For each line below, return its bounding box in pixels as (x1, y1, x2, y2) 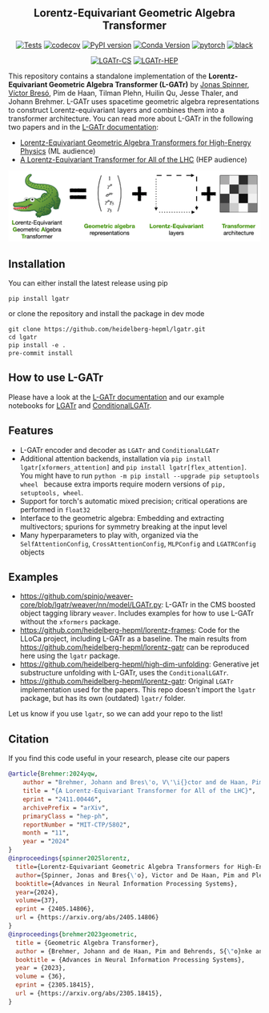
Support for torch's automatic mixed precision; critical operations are (19, 496, 248, 506)
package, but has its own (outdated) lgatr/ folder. (19, 694, 186, 703)
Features (8, 424, 54, 438)
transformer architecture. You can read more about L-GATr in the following (8, 114, 254, 123)
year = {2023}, (15, 964, 66, 972)
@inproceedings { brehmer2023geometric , (8, 930, 138, 939)
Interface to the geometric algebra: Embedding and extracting (19, 513, 224, 523)
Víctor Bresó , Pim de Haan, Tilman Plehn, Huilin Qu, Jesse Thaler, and (8, 88, 239, 98)
